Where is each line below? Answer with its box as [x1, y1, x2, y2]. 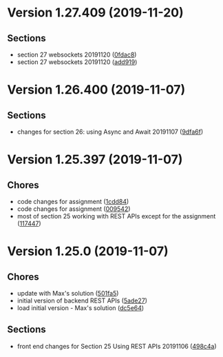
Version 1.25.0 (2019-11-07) [7, 243, 169, 259]
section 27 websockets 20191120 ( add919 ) [17, 58, 138, 66]
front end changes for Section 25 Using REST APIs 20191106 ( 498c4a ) [17, 342, 217, 350]
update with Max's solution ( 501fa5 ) [17, 289, 119, 297]
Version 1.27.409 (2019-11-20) [7, 5, 184, 21]
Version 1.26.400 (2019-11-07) [7, 82, 186, 98]
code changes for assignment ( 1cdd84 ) [17, 198, 129, 205]
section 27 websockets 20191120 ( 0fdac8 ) [17, 50, 137, 59]
